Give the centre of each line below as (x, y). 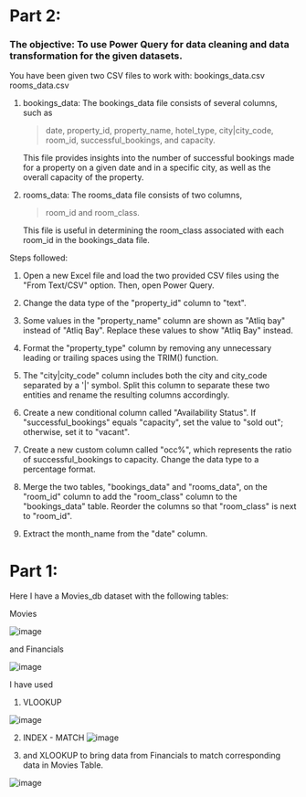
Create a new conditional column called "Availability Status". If (139, 413)
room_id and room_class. (92, 213)
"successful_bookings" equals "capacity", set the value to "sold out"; (153, 422)
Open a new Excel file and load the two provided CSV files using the (151, 276)
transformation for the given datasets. (96, 56)
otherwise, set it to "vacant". (76, 432)
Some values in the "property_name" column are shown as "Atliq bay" (154, 321)
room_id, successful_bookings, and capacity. (131, 140)
